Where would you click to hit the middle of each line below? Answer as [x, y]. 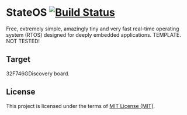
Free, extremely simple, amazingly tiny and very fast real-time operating [93, 29]
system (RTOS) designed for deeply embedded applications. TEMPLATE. [93, 34]
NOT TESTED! [23, 41]
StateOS [27, 13]
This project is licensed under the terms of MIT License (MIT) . [81, 106]
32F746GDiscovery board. [38, 74]
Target [18, 59]
